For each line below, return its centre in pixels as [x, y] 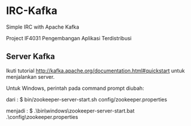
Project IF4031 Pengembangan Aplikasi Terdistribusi [69, 38]
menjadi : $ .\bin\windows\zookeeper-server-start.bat [70, 111]
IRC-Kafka [32, 11]
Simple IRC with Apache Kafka [43, 27]
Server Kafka [31, 57]
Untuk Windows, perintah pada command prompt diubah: [75, 88]
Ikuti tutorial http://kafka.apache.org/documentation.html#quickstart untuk [95, 71]
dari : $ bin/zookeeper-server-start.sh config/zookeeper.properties [87, 99]
